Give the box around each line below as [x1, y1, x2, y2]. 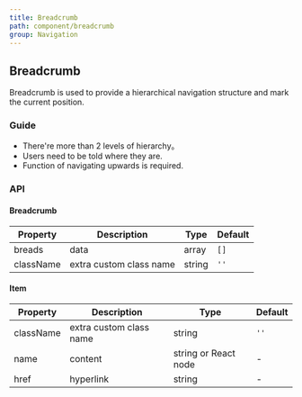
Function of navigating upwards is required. [22, 160, 184, 171]
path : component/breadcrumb [9, 22, 115, 31]
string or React [173, 347, 236, 359]
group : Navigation [9, 30, 78, 39]
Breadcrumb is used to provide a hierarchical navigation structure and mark [9, 87, 289, 98]
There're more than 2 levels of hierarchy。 [22, 140, 180, 151]
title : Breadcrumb [9, 13, 78, 23]
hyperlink [69, 373, 110, 385]
